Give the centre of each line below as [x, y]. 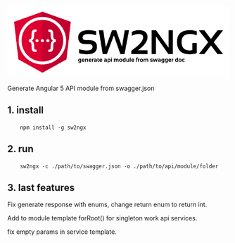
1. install [26, 110]
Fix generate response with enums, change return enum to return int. [107, 205]
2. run [20, 149]
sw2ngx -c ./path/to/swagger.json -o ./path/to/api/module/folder [119, 166]
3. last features [41, 188]
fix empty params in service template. [62, 232]
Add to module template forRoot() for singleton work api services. [102, 218]
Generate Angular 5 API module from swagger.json [81, 88]
